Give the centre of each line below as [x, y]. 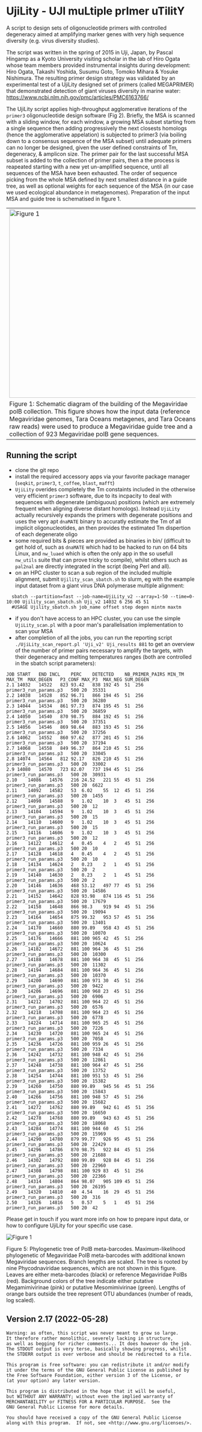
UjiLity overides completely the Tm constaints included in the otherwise [105, 489]
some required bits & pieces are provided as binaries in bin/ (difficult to [103, 540]
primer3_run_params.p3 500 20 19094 [56, 912]
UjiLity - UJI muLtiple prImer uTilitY [96, 11]
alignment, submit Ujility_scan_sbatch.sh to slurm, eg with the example [105, 579]
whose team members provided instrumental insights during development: [98, 65]
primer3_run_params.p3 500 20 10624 [56, 944]
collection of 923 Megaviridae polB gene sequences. [84, 434]
